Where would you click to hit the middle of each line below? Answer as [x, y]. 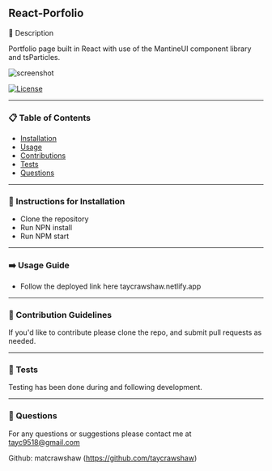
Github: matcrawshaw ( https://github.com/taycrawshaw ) [103, 458]
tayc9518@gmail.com [44, 442]
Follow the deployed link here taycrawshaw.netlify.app [110, 286]
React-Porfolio [46, 13]
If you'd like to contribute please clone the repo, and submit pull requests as [135, 332]
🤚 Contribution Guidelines [60, 315]
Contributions [43, 156]
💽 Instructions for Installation [67, 202]
